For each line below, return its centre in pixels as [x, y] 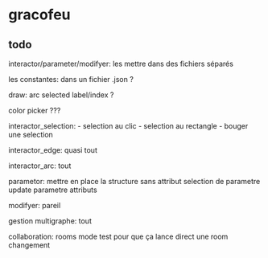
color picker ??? [35, 111]
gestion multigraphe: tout [50, 221]
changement [29, 245]
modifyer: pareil [35, 205]
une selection [31, 135]
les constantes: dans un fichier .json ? [71, 79]
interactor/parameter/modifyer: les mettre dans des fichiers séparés [121, 63]
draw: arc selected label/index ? [61, 95]
